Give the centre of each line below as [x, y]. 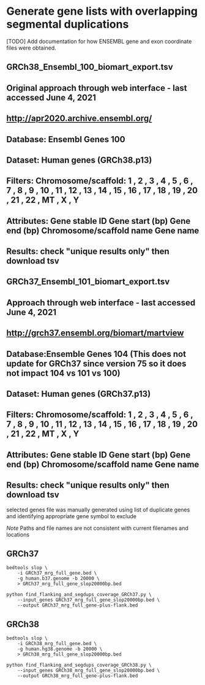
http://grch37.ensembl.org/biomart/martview [95, 333]
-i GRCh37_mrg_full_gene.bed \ [57, 573]
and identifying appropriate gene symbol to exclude [71, 516]
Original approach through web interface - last [97, 88]
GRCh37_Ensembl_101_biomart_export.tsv [88, 282]
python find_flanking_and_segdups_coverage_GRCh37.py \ [79, 595]
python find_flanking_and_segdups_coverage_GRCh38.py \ [79, 665]
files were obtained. [31, 48]
